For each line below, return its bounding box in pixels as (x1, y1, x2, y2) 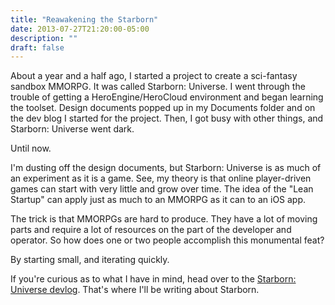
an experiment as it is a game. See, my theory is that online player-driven (10, 172, 312, 185)
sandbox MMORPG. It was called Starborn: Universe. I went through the (10, 81, 306, 93)
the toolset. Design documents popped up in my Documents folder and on (10, 102, 316, 114)
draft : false (10, 42, 65, 53)
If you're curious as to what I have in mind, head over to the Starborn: (10, 273, 297, 285)
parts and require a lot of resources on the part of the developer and (10, 224, 292, 236)
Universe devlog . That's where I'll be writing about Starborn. (10, 284, 260, 296)
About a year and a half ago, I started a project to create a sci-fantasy (10, 70, 298, 82)
